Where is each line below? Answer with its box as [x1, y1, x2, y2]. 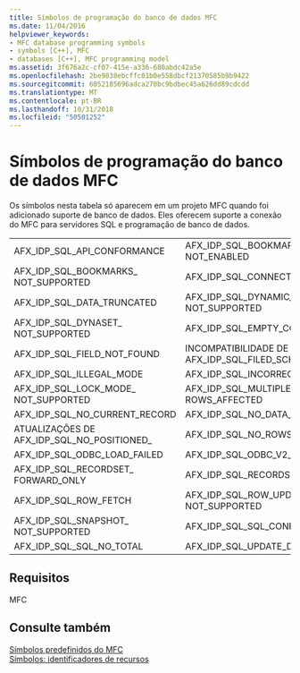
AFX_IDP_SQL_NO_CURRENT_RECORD [13, 408, 177, 421]
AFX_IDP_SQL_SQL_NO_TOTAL [13, 541, 144, 553]
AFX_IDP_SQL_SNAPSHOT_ [13, 515, 129, 527]
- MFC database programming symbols [9, 38, 146, 47]
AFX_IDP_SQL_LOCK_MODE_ [13, 382, 137, 395]
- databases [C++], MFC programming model [9, 55, 170, 64]
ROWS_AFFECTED [185, 394, 263, 406]
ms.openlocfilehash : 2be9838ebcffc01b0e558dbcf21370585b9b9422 [9, 72, 250, 81]
